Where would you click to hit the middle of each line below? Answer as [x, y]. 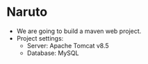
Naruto [27, 12]
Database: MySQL [53, 53]
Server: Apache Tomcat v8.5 [68, 45]
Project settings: [40, 38]
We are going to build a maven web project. [79, 31]
